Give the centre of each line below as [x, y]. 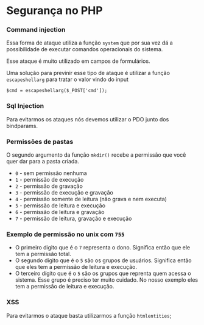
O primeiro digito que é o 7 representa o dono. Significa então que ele [103, 248]
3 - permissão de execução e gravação [64, 193]
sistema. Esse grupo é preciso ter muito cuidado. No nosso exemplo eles [107, 280]
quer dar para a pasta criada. [43, 162]
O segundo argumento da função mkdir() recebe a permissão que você [96, 155]
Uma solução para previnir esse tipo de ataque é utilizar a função [88, 73]
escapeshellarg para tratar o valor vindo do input [68, 79]
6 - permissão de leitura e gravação [60, 212]
